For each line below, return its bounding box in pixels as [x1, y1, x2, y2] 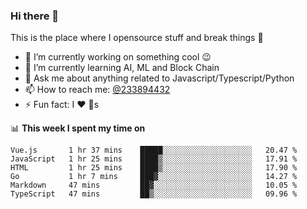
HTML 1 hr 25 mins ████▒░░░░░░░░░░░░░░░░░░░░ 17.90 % [10, 163, 298, 173]
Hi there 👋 [10, 9, 60, 23]
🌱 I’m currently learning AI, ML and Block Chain [24, 62, 220, 74]
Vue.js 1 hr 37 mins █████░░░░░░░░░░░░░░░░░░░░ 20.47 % [10, 145, 298, 156]
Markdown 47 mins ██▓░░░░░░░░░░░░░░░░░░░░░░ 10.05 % [10, 180, 298, 191]
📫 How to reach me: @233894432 [24, 84, 171, 96]
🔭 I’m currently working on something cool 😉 [24, 51, 212, 63]
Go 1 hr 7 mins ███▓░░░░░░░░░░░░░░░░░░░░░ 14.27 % [10, 172, 298, 182]
